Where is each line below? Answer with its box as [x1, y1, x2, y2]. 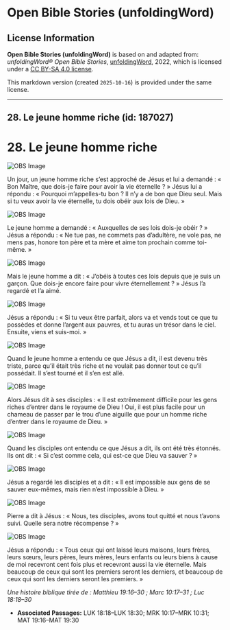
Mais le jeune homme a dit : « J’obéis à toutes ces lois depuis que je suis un [7, 272, 220, 281]
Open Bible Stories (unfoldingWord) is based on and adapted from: [7, 50, 199, 58]
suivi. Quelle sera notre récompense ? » [7, 520, 119, 528]
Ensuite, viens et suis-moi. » [7, 328, 87, 336]
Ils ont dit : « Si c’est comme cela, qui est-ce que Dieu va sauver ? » [7, 452, 198, 460]
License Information [7, 32, 94, 44]
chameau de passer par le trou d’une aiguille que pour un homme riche [7, 410, 207, 419]
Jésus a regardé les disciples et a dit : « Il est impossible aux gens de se [7, 478, 211, 487]
